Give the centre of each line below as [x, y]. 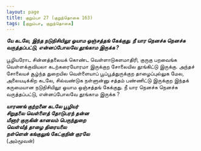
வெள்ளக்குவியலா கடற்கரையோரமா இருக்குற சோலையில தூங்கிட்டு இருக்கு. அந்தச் [100, 67]
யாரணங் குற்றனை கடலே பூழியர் [42, 106]
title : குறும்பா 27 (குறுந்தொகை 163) [50, 18]
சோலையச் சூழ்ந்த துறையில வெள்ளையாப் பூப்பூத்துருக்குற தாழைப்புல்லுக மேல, [95, 73]
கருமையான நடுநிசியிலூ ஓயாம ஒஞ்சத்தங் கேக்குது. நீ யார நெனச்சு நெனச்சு [92, 87]
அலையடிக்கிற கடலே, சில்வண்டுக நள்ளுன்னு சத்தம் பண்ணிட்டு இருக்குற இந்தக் [98, 81]
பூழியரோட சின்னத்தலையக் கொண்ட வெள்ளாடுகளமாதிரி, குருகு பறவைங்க [92, 60]
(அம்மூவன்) [21, 141]
